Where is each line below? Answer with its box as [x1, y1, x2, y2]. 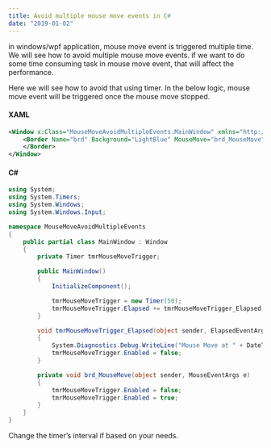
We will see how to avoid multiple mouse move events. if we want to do [8, 50, 245, 60]
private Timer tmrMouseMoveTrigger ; [37, 253, 161, 261]
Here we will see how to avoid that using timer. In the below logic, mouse [8, 82, 251, 93]
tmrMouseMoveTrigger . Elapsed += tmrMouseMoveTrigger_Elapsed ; [51, 304, 265, 312]
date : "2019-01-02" [8, 19, 74, 27]
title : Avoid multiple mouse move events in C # [8, 11, 172, 20]
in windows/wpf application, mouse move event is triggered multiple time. [8, 41, 254, 51]
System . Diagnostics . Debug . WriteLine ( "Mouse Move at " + [51, 341, 244, 350]
